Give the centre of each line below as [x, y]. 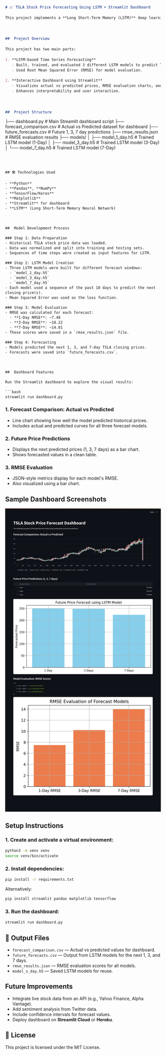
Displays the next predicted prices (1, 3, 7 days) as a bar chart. [76, 449]
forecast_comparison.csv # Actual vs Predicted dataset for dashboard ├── [82, 127]
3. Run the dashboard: [32, 912]
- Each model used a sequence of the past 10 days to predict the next [80, 288]
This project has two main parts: [41, 49]
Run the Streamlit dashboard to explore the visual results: [69, 382]
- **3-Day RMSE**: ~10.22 [36, 323]
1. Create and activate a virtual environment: [59, 840]
